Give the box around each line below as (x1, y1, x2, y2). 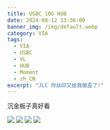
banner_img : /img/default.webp (7, 23, 98, 30)
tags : (7, 36, 23, 43)
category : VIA (7, 29, 49, 37)
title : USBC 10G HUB (7, 10, 68, 17)
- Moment (13, 68, 39, 75)
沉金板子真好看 (7, 102, 50, 110)
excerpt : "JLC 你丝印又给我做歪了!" (7, 82, 104, 89)
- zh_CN (13, 75, 36, 82)
